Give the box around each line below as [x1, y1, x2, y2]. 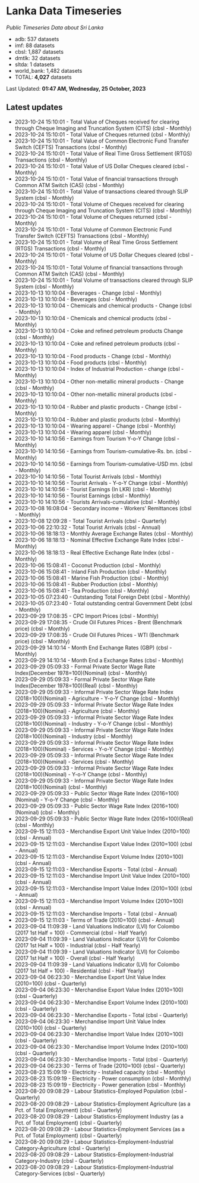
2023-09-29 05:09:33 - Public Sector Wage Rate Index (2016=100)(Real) [14, 815, 194, 822]
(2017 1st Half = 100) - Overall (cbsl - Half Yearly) [14, 954, 135, 961]
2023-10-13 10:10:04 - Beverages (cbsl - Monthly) [14, 295, 138, 302]
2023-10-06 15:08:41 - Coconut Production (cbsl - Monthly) [14, 562, 162, 569]
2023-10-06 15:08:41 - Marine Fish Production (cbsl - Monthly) [14, 574, 169, 581]
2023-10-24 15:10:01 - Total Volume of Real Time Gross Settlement [14, 239, 178, 246]
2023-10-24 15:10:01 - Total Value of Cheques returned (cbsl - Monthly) [14, 131, 191, 138]
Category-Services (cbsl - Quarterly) [14, 1170, 105, 1177]
